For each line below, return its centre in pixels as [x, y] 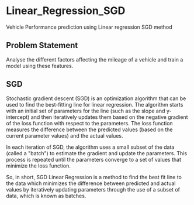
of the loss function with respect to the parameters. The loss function [90, 123]
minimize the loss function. [39, 166]
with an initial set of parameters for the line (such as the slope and [86, 111]
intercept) [18, 117]
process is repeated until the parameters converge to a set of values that [94, 159]
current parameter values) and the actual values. [65, 135]
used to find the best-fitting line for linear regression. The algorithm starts [95, 104]
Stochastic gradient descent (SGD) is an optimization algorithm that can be [96, 98]
